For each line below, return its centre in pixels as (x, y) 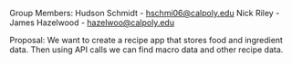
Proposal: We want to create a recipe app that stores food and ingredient (146, 40)
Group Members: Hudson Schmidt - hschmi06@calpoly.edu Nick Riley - (145, 13)
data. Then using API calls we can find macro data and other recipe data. (146, 50)
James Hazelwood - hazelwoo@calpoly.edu (92, 23)
